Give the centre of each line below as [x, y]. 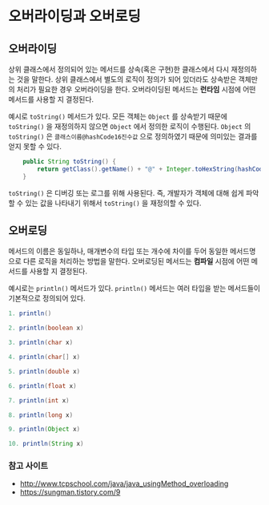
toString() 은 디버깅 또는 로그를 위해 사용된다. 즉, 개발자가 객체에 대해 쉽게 [126, 192]
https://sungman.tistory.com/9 [70, 492]
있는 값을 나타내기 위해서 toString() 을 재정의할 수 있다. [113, 203]
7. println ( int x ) [39, 400]
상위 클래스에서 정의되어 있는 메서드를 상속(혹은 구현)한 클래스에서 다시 [119, 69]
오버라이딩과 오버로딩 [75, 16]
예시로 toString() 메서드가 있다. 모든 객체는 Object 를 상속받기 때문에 [118, 116]
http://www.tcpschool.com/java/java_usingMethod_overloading [124, 484]
